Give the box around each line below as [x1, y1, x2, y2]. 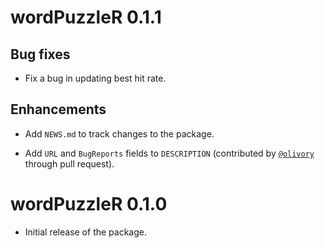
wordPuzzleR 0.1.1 [10, 6, 162, 29]
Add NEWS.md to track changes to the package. [24, 127, 215, 140]
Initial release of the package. [24, 226, 147, 238]
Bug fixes [10, 46, 71, 63]
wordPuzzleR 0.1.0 [10, 193, 168, 215]
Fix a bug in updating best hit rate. [24, 72, 167, 84]
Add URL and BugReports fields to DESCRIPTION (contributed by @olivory [24, 147, 315, 159]
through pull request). [24, 157, 115, 170]
